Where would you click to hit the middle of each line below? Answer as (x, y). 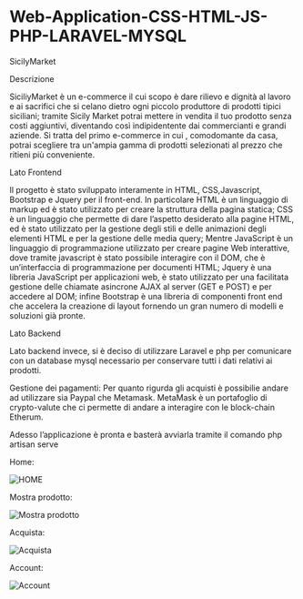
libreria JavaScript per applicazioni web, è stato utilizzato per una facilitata (149, 277)
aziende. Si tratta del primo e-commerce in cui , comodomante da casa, (144, 135)
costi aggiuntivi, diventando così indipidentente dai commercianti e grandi (148, 126)
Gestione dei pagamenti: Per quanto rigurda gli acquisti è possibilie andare (149, 388)
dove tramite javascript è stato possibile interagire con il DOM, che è (137, 258)
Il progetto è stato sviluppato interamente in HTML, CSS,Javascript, (136, 189)
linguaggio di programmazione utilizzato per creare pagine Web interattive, (150, 248)
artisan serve (34, 444)
